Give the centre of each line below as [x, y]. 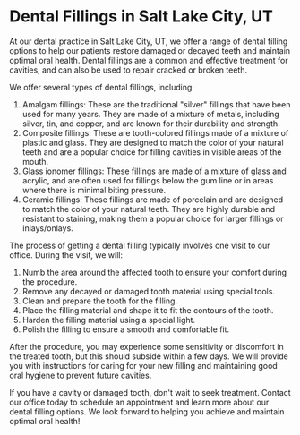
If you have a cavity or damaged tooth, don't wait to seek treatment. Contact [150, 392]
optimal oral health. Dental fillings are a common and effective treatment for [149, 60]
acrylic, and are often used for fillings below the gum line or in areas [148, 180]
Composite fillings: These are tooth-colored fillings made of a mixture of [155, 132]
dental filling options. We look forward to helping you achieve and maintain [147, 411]
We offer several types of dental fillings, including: [102, 87]
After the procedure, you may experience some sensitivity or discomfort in [146, 346]
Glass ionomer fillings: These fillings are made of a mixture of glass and [154, 171]
